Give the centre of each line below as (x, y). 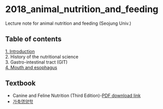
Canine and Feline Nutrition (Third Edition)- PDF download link (77, 95)
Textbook (20, 84)
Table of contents (33, 39)
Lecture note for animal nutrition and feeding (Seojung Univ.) (68, 23)
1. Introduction (20, 51)
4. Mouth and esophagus (31, 67)
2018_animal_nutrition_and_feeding (82, 9)
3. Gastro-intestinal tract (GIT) (37, 62)
